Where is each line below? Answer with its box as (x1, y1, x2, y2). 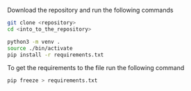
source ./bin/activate (7, 44, 73, 51)
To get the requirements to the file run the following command (7, 64, 185, 72)
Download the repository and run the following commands (7, 6, 174, 14)
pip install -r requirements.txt (7, 51, 104, 58)
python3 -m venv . (7, 38, 60, 45)
